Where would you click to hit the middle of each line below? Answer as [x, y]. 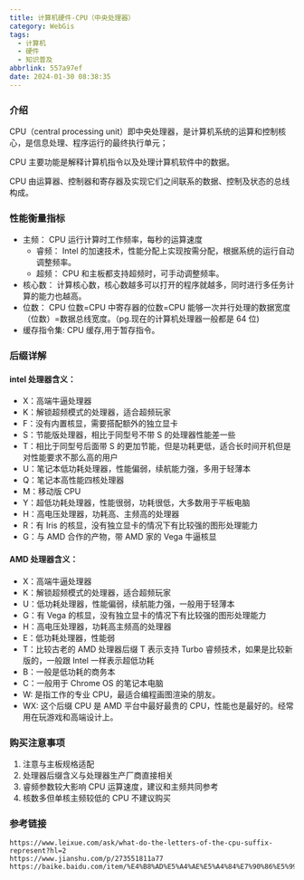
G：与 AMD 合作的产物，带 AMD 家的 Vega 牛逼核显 [119, 537]
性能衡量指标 [38, 218]
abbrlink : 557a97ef [46, 69]
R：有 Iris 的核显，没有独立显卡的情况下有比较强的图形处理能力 [140, 525]
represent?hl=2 [38, 851]
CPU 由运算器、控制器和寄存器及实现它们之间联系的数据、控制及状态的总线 [150, 181]
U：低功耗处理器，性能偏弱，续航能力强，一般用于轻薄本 [128, 604]
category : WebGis [42, 26]
